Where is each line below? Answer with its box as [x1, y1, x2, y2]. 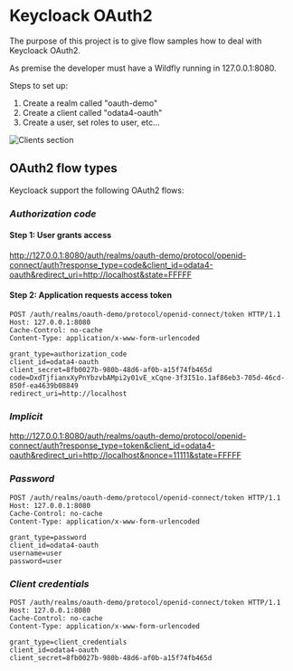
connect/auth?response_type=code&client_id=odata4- [9, 259, 214, 270]
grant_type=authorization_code [9, 350, 128, 359]
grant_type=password [9, 532, 88, 542]
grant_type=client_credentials [9, 637, 128, 647]
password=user [9, 556, 63, 566]
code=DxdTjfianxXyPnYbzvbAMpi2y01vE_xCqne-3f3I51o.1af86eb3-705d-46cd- [9, 373, 285, 383]
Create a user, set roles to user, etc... [22, 117, 160, 128]
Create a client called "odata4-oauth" [22, 107, 163, 118]
